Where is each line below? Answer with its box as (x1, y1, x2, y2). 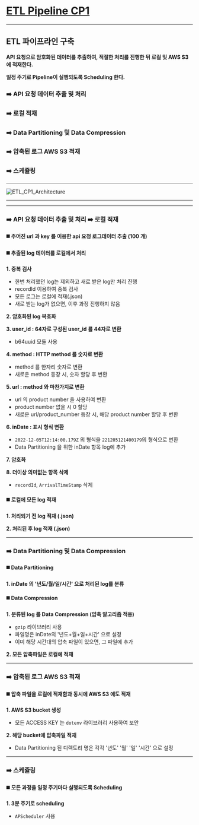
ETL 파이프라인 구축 (6, 37, 75, 47)
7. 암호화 (6, 456, 26, 464)
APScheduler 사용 (14, 813, 56, 820)
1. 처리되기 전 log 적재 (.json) (6, 512, 74, 519)
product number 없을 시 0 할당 (14, 404, 88, 411)
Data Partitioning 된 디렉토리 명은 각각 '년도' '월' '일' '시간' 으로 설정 (14, 744, 174, 751)
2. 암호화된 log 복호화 (6, 313, 56, 320)
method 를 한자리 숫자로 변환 (14, 363, 83, 370)
